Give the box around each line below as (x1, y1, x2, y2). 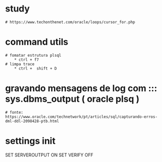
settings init (5, 135, 56, 146)
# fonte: (5, 110, 23, 115)
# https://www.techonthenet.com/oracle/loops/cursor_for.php (5, 20, 135, 25)
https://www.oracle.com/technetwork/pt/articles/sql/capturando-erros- (5, 114, 157, 119)
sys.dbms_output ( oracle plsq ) (5, 93, 140, 105)
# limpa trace (5, 61, 35, 67)
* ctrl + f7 (14, 57, 39, 62)
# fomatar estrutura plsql (5, 53, 61, 58)
